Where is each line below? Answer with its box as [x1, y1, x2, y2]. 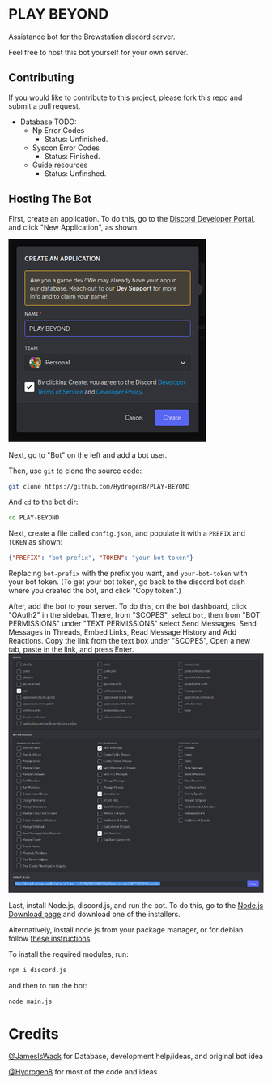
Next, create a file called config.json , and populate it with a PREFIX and [8, 528, 245, 538]
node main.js [8, 997, 53, 1005]
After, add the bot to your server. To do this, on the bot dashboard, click [8, 601, 248, 611]
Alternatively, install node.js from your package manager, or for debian [8, 924, 244, 934]
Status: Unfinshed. [44, 168, 107, 179]
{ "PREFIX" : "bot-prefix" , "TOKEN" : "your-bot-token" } [8, 553, 194, 562]
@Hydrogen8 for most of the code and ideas [8, 1067, 158, 1077]
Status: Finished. [44, 151, 100, 161]
